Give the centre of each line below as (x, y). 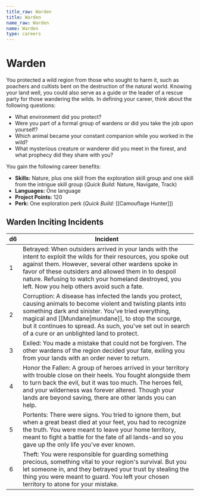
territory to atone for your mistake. (71, 484)
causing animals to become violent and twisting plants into (104, 303)
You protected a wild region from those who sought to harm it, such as (93, 80)
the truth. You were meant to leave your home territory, (99, 429)
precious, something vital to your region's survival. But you (105, 461)
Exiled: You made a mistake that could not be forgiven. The (105, 343)
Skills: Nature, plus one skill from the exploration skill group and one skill (104, 178)
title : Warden (24, 17)
